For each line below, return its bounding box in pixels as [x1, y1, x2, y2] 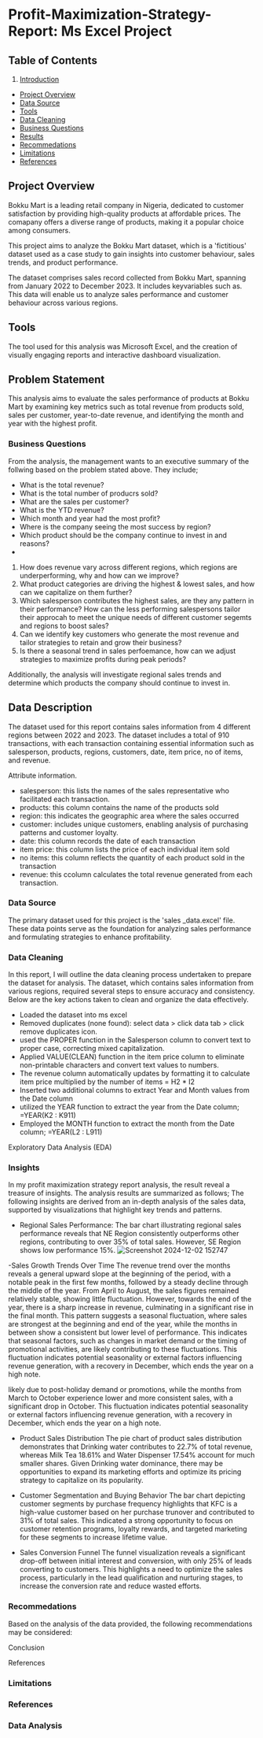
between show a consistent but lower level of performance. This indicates [8, 1328, 247, 1337]
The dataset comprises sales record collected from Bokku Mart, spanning [8, 273, 247, 282]
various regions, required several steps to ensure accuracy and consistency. [8, 986, 255, 996]
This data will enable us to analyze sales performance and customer [8, 289, 229, 299]
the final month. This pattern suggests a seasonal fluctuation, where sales [8, 1311, 247, 1320]
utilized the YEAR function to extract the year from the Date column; [19, 1102, 239, 1112]
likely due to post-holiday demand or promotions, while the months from [8, 1385, 242, 1394]
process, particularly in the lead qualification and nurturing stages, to [19, 1573, 243, 1583]
